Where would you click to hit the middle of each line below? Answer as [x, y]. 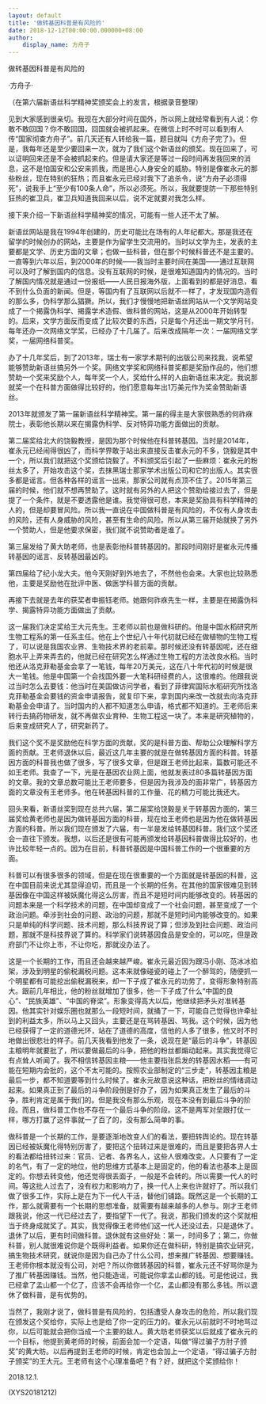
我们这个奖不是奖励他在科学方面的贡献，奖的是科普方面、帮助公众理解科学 [129, 743]
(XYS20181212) [33, 1393]
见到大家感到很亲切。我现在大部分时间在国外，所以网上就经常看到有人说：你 [133, 119]
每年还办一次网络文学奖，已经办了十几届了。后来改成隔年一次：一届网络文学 [133, 331]
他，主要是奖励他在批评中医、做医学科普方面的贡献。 [95, 584]
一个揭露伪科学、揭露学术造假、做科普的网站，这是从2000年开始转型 [135, 311]
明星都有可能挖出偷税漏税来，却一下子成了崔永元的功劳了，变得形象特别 [133, 981]
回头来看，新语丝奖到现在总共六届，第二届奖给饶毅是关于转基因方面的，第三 [133, 809]
